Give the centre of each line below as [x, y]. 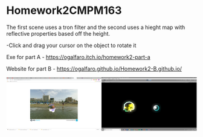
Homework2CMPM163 [64, 11]
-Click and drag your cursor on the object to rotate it [71, 45]
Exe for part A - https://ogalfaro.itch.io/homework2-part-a [79, 57]
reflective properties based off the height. [58, 33]
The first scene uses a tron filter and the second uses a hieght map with [96, 27]
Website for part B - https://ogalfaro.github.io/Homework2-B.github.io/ [94, 68]
